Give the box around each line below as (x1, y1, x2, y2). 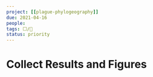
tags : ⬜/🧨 (6, 25, 33, 32)
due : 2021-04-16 (6, 15, 47, 21)
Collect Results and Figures (6, 58, 147, 72)
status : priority (6, 32, 50, 38)
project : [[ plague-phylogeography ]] (6, 8, 99, 15)
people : (6, 20, 26, 26)
